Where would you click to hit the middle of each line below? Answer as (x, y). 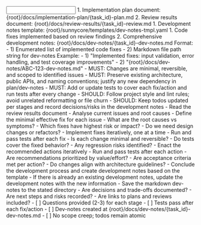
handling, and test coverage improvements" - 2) (65, 62)
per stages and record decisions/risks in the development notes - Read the (99, 107)
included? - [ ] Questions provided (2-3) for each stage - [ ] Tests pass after (100, 203)
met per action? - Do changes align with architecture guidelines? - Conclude (100, 164)
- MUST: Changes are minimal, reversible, (136, 68)
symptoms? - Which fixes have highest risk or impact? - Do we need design (100, 126)
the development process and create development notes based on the (93, 171)
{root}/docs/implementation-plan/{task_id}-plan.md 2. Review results (92, 17)
